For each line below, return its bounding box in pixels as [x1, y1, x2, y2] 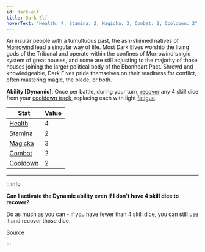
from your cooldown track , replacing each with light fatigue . [6, 94, 157, 102]
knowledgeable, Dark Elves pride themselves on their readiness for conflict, [6, 70, 197, 77]
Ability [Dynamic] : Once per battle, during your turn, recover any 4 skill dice [6, 88, 199, 95]
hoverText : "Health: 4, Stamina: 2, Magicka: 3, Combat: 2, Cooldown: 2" [6, 20, 198, 26]
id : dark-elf [6, 9, 40, 15]
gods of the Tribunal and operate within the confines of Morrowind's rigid [6, 50, 191, 57]
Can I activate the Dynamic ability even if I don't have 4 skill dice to [6, 192, 179, 199]
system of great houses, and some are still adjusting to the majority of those [6, 56, 198, 64]
